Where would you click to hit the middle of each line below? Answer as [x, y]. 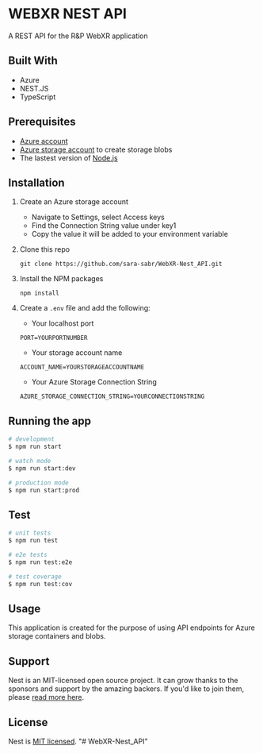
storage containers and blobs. [57, 636]
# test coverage [35, 577]
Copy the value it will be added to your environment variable [130, 234]
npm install [39, 293]
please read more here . [46, 697]
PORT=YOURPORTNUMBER [53, 338]
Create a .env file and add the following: [85, 308]
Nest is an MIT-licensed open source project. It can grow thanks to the [123, 681]
